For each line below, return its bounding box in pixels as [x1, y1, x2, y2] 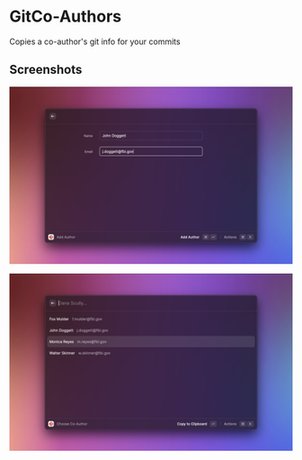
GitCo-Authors [9, 6, 122, 27]
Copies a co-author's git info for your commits [9, 36, 182, 47]
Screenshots [9, 62, 83, 77]
